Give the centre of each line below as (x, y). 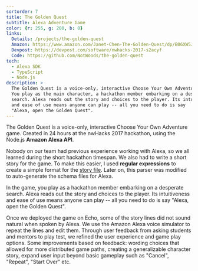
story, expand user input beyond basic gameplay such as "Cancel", (88, 256)
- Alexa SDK (26, 66)
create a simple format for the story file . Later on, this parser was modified (96, 170)
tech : (13, 61)
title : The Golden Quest (37, 17)
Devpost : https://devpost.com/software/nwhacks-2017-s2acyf (87, 50)
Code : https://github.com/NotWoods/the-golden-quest (77, 55)
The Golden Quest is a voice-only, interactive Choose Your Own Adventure (97, 127)
